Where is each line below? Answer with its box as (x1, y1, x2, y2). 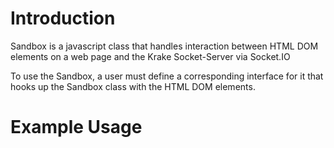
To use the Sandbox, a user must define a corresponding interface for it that (10, 70, 324, 82)
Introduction (10, 7, 116, 30)
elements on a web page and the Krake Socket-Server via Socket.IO (10, 50, 291, 62)
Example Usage (10, 116, 143, 139)
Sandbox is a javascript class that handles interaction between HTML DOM (10, 40, 319, 52)
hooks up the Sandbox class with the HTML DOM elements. (10, 80, 256, 92)
